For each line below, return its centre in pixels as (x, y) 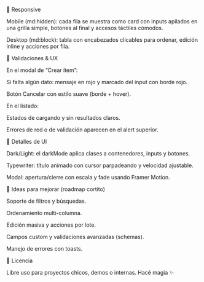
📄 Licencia (20, 260)
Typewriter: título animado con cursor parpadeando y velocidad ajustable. (100, 165)
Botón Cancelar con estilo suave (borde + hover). (69, 94)
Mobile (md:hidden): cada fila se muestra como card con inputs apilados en (102, 21)
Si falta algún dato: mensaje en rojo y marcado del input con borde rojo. (97, 82)
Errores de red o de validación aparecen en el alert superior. (82, 130)
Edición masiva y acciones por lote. (51, 225)
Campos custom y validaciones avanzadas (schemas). (75, 237)
